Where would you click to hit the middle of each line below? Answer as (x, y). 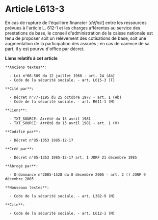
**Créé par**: (20, 149)
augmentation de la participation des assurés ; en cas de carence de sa (77, 43)
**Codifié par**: (23, 132)
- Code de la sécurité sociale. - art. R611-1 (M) (62, 102)
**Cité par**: (20, 89)
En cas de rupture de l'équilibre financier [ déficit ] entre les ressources (76, 23)
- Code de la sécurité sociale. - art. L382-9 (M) (62, 196)
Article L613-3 (35, 9)
